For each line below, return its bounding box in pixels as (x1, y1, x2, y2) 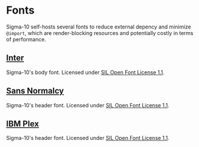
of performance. (6, 36, 46, 43)
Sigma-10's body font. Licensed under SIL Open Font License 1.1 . (6, 69, 165, 76)
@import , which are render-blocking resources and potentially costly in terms (6, 29, 194, 36)
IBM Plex (6, 119, 39, 129)
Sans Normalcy (6, 86, 64, 96)
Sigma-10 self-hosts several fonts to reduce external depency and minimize (6, 23, 191, 30)
